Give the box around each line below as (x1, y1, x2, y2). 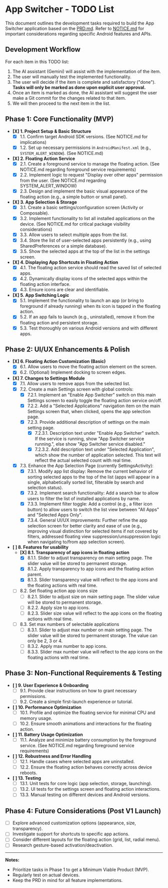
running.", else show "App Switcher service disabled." (34, 441, 145, 447)
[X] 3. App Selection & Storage (12, 199, 77, 205)
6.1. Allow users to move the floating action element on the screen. (19, 364, 157, 370)
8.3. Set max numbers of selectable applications (19, 621, 119, 627)
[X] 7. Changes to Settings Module (12, 375, 85, 381)
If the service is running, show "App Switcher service (34, 435, 144, 442)
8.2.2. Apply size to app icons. (27, 604, 90, 610)
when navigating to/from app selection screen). (27, 539, 125, 545)
